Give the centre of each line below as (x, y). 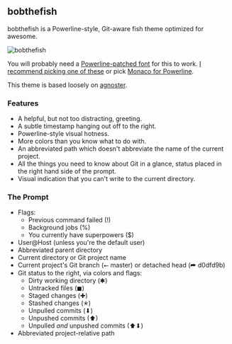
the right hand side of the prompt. (67, 171)
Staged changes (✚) (58, 296)
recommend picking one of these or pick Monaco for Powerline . (100, 71)
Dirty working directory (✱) (68, 281)
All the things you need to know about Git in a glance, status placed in (120, 164)
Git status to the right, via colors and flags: (80, 273)
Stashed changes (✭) (59, 303)
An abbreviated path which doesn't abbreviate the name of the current (121, 149)
